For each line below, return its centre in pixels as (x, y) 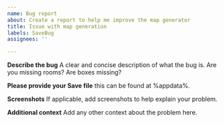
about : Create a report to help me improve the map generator (99, 20)
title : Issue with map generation (57, 26)
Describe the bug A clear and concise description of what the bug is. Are (112, 65)
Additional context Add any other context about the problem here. (102, 113)
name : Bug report (32, 13)
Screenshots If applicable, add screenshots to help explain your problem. (112, 99)
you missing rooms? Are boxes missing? (64, 73)
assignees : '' (28, 39)
